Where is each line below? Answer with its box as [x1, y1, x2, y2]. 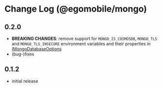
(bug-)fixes [11, 51, 34, 57]
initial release [11, 78, 38, 84]
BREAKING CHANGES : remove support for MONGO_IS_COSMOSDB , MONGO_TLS [11, 35, 157, 41]
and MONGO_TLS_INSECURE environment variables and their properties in [11, 41, 151, 47]
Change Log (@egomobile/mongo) [4, 3, 147, 15]
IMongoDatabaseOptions [11, 46, 62, 52]
